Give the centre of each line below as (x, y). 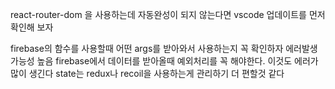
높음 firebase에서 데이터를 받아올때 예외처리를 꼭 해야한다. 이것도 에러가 (177, 61)
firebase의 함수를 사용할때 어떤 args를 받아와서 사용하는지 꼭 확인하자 (147, 48)
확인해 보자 (32, 27)
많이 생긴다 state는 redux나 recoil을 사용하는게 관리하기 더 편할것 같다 (147, 73)
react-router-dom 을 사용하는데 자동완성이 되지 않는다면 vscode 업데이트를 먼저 (168, 14)
